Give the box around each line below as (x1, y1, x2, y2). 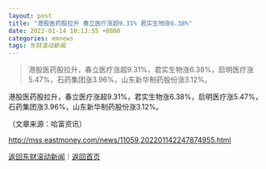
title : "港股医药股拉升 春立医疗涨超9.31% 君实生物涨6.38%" (8, 19, 193, 27)
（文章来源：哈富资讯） (8, 119, 86, 129)
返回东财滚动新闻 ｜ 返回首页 (8, 152, 101, 162)
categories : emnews (8, 34, 74, 43)
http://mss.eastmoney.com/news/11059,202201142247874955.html (8, 135, 231, 145)
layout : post (8, 11, 52, 20)
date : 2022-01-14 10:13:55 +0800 (8, 27, 121, 35)
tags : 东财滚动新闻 (8, 42, 67, 50)
